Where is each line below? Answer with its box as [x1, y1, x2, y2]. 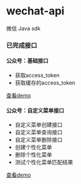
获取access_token [14, 72, 60, 79]
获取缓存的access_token [14, 79, 76, 86]
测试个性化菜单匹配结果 [14, 159, 73, 166]
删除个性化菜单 [14, 151, 52, 158]
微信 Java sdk [6, 25, 41, 32]
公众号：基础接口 [6, 57, 49, 64]
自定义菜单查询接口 [14, 129, 63, 136]
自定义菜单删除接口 [14, 136, 63, 143]
